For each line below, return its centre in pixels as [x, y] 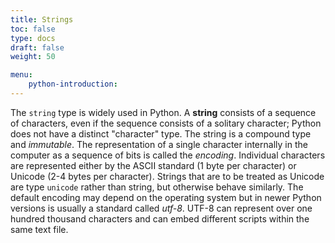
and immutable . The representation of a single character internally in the [159, 144]
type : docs [33, 38]
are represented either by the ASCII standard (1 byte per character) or [153, 165]
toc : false [33, 29]
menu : [21, 75]
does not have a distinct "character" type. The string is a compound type [161, 133]
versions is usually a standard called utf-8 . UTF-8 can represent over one [161, 208]
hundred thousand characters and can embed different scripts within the [160, 218]
